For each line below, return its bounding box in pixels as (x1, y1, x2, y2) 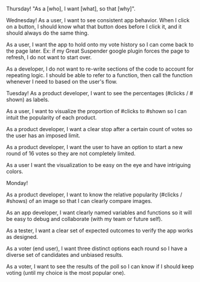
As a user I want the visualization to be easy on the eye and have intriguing (6, 162, 191, 168)
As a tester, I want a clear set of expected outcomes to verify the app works (6, 227, 193, 234)
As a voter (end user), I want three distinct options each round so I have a (6, 245, 187, 252)
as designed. (6, 234, 38, 240)
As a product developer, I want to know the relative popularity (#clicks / (6, 191, 183, 198)
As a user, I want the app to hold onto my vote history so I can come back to (6, 41, 194, 48)
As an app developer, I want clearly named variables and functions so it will (6, 209, 192, 216)
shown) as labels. (6, 96, 50, 103)
